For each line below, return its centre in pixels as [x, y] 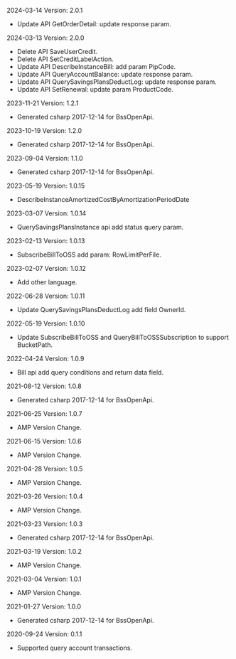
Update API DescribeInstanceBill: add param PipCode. [96, 66]
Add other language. [47, 282]
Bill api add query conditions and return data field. [90, 372]
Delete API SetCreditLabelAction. [65, 59]
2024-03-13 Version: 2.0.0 [45, 38]
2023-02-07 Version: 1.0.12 [46, 268]
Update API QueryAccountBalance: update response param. [105, 74]
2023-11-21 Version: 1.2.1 [43, 103]
